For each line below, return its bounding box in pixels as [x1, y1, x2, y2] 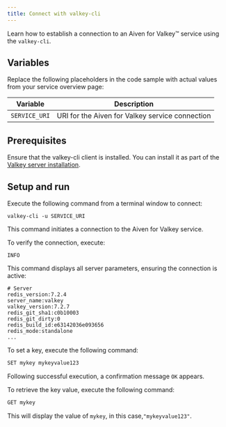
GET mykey [7, 398, 36, 406]
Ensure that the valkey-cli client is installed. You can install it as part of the [7, 153, 220, 162]
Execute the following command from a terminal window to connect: [7, 199, 203, 208]
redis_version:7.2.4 [7, 291, 67, 298]
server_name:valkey [7, 297, 64, 304]
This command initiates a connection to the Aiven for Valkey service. [7, 225, 204, 233]
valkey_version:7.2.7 [7, 304, 70, 311]
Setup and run [7, 180, 70, 192]
